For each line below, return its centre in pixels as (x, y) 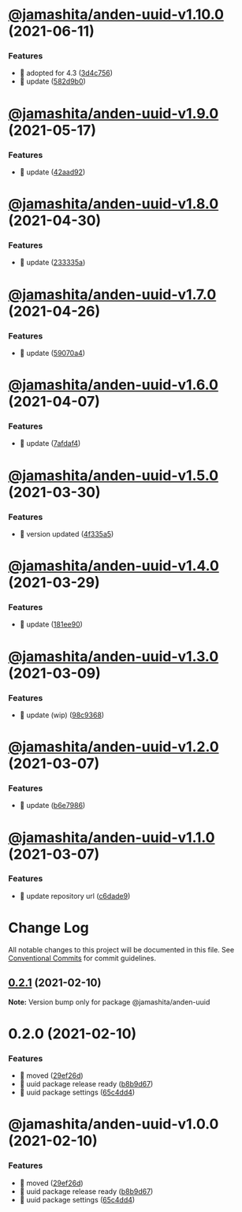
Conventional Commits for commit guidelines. (82, 958)
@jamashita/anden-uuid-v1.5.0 (114, 475)
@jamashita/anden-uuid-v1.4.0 (114, 566)
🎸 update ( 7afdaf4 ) (50, 443)
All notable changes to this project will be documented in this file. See (121, 949)
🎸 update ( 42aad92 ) (52, 172)
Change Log (48, 928)
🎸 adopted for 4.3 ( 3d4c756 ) (66, 73)
